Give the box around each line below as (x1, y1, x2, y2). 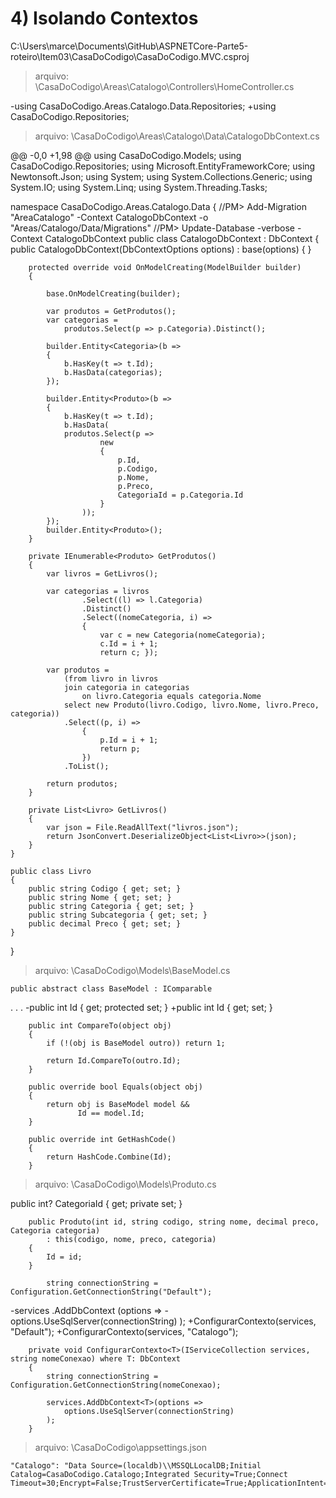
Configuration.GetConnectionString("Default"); (10, 1287, 213, 1297)
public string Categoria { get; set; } (28, 901, 195, 911)
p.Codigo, (117, 463, 159, 474)
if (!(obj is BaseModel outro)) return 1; (46, 1038, 226, 1048)
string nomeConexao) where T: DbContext (10, 1353, 182, 1364)
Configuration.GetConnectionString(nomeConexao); (10, 1380, 222, 1390)
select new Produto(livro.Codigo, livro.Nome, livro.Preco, (63, 700, 320, 710)
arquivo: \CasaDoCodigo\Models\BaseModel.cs (34, 964, 231, 976)
